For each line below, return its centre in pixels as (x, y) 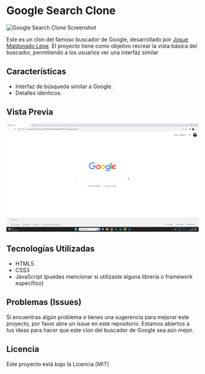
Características (36, 72)
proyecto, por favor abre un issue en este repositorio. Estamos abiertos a (98, 323)
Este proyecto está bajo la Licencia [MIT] (58, 364)
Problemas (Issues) (44, 302)
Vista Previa (30, 112)
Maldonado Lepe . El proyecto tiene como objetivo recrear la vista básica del (102, 46)
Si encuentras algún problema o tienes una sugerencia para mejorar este (98, 317)
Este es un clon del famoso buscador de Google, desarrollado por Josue (97, 39)
